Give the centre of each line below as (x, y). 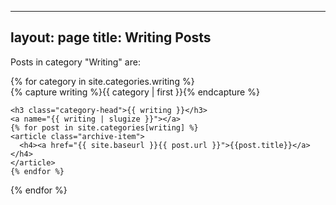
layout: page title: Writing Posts (111, 37)
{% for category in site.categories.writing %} (102, 81)
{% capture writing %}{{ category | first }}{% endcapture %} (135, 92)
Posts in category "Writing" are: (75, 62)
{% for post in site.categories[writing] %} (104, 127)
